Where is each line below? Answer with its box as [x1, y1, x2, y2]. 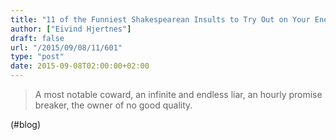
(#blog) [10, 119, 42, 130]
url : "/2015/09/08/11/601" [10, 42, 123, 53]
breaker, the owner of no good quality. [34, 99, 193, 111]
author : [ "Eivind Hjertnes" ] [10, 24, 132, 34]
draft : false [10, 33, 65, 43]
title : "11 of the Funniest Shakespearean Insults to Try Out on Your [10, 14, 311, 25]
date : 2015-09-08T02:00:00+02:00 [10, 61, 150, 71]
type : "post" [10, 52, 65, 62]
